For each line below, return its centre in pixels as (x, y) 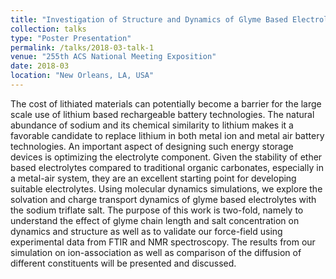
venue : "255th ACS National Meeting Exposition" (113, 57)
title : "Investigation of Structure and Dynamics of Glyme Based (149, 19)
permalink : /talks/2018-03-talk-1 (82, 47)
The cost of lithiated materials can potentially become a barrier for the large (166, 103)
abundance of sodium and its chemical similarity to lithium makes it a (152, 125)
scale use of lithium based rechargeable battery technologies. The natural (162, 114)
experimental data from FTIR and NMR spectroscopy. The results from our (163, 242)
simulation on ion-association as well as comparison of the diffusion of (156, 252)
